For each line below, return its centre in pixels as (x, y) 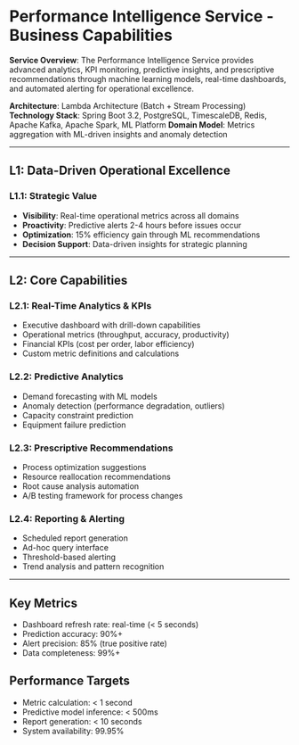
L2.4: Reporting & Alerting (67, 518)
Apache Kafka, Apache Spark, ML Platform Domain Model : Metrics (132, 124)
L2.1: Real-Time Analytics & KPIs (81, 305)
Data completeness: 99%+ (71, 653)
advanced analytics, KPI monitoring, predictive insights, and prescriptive (142, 70)
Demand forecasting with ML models (89, 396)
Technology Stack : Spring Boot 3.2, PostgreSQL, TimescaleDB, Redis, (138, 115)
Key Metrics (44, 603)
